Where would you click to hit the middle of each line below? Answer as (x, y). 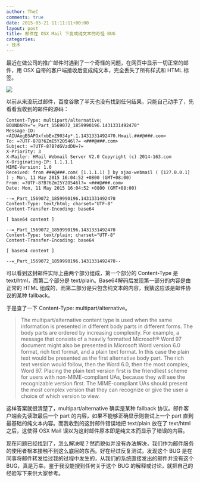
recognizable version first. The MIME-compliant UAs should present (104, 383)
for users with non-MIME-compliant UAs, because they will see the (103, 377)
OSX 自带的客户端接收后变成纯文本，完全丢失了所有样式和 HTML (103, 70)
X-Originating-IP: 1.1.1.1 (40, 162)
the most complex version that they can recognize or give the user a (104, 390)
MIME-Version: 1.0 (29, 167)
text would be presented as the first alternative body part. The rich (102, 358)
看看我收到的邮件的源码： (37, 109)
